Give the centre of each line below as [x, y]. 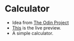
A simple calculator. [33, 33]
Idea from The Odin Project [40, 22]
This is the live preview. [36, 27]
